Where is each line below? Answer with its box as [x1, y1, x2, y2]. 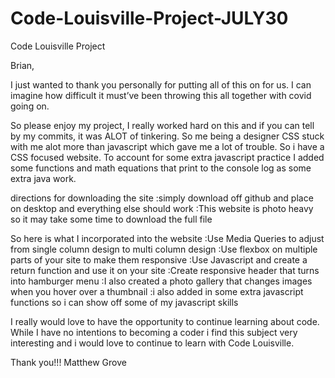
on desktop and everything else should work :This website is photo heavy [10, 202, 314, 214]
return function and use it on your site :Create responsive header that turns [10, 264, 320, 276]
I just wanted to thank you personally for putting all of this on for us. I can [10, 78, 312, 91]
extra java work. [10, 172, 77, 184]
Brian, [10, 59, 35, 71]
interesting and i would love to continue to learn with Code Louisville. [10, 337, 295, 349]
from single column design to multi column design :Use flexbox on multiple [10, 243, 318, 255]
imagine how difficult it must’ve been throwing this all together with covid [10, 89, 312, 101]
